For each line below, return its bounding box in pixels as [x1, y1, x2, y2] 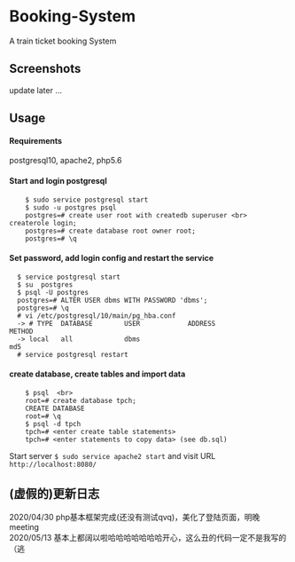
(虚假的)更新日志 [9, 487, 100, 502]
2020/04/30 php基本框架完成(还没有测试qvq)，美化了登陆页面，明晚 [9, 511, 260, 522]
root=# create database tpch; [25, 396, 137, 405]
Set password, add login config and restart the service [9, 253, 214, 264]
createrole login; [9, 218, 77, 227]
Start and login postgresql [9, 175, 108, 186]
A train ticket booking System [9, 36, 117, 46]
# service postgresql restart [17, 350, 128, 359]
